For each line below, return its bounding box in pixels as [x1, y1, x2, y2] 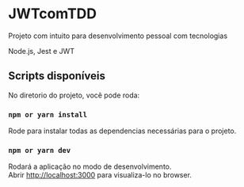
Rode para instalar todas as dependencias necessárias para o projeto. [8, 126, 237, 135]
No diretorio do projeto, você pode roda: [8, 90, 140, 100]
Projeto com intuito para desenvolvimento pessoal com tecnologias [8, 31, 228, 40]
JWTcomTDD [8, 5, 97, 23]
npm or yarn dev [8, 146, 71, 155]
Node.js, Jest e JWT [8, 46, 75, 55]
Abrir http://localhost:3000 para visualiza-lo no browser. [8, 170, 193, 180]
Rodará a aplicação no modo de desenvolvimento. [8, 162, 172, 171]
